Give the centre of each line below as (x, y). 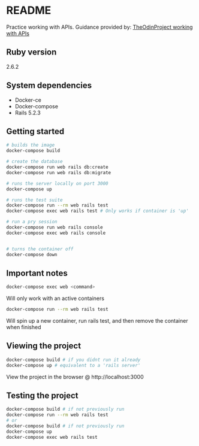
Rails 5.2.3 (28, 113)
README (29, 10)
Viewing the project (44, 346)
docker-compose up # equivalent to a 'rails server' (73, 365)
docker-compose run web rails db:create (58, 167)
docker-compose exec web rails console (56, 233)
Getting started (35, 131)
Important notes (37, 273)
